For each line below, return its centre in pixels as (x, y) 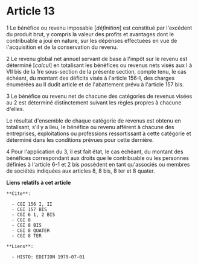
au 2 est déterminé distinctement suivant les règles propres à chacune (94, 102)
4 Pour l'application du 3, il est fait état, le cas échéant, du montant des (95, 152)
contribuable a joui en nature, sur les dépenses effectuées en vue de (92, 40)
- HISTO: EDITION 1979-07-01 (48, 257)
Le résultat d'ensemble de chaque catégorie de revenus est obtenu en (94, 120)
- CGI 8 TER (27, 236)
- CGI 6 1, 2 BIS (34, 215)
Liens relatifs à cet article (39, 182)
